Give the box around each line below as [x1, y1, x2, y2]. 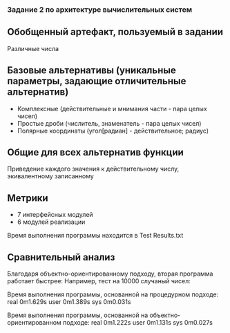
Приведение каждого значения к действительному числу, [7, 164, 180, 173]
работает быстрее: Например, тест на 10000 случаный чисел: [7, 276, 191, 285]
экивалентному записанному [7, 172, 95, 180]
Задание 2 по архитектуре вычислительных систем [7, 5, 192, 15]
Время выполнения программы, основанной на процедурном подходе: [7, 290, 219, 298]
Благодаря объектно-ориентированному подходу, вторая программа [7, 269, 213, 278]
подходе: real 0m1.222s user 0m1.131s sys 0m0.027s [62, 318, 213, 326]
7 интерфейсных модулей [17, 211, 93, 219]
